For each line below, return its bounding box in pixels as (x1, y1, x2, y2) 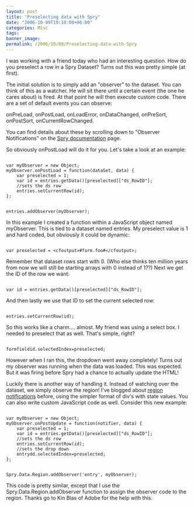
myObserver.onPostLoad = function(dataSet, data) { (6, 167, 134, 173)
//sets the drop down (16, 446, 69, 452)
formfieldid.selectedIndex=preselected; (6, 346, 106, 352)
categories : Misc (6, 25, 49, 31)
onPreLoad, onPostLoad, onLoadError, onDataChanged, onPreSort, (6, 111, 168, 118)
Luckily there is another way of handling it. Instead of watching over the (6, 380, 179, 387)
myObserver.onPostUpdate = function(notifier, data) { (6, 420, 143, 426)
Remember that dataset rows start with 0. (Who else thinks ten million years (6, 258, 188, 265)
